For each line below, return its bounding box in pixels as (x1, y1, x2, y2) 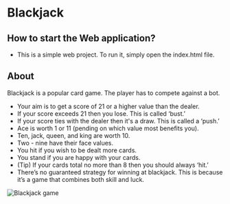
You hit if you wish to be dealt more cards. (16, 146, 137, 154)
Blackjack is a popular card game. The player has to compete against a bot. (7, 88, 220, 97)
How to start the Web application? (7, 32, 156, 44)
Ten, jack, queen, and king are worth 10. (16, 131, 130, 139)
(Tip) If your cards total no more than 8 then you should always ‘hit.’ (16, 161, 209, 169)
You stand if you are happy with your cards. (16, 153, 141, 161)
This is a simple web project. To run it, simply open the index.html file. (16, 50, 215, 59)
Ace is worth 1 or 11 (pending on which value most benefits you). (16, 124, 199, 132)
